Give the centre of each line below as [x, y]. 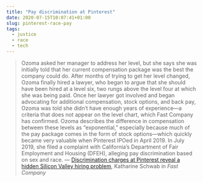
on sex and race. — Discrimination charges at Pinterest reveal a [101, 160]
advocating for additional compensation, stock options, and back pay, [108, 101]
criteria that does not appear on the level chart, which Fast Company [107, 114]
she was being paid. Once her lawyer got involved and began [98, 95]
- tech [20, 46]
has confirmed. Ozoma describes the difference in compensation [102, 121]
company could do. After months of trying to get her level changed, [105, 76]
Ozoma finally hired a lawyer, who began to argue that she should [103, 82]
